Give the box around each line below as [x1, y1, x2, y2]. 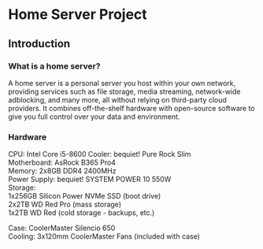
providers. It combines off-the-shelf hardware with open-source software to [8, 103, 255, 113]
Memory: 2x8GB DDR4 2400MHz [8, 166, 117, 176]
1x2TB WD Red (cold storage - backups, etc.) [8, 208, 155, 217]
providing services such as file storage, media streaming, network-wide [8, 87, 241, 96]
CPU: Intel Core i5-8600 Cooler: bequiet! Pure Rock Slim [8, 150, 191, 159]
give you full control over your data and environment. [8, 112, 180, 121]
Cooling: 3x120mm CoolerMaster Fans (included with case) [8, 232, 201, 241]
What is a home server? [8, 61, 101, 72]
